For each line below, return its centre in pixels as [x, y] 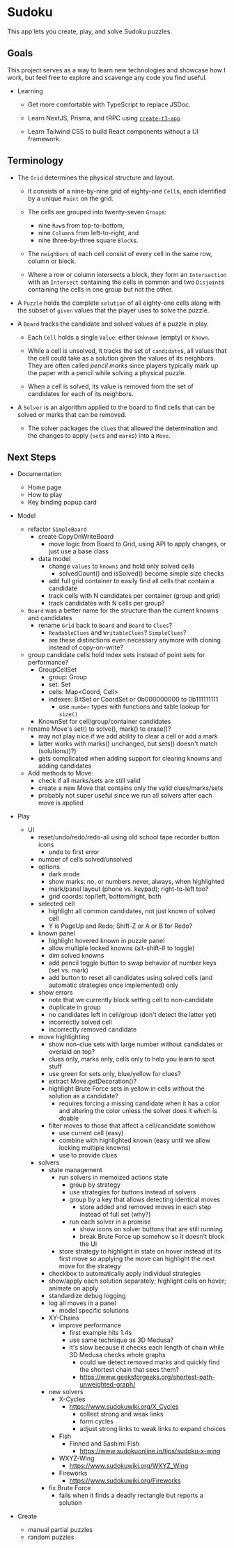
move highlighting [64, 1037]
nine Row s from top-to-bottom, [81, 225]
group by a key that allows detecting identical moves [145, 1200]
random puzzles [51, 1537]
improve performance [90, 1325]
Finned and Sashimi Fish [104, 1444]
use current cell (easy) [91, 1133]
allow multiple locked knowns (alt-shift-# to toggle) [122, 948]
